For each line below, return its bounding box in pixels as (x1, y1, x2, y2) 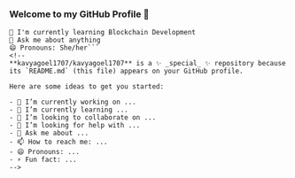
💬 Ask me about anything (9, 35, 101, 45)
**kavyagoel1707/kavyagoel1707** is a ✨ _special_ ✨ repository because (9, 59, 286, 68)
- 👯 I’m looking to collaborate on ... (9, 113, 157, 122)
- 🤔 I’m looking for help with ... (9, 121, 141, 130)
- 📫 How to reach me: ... (9, 137, 108, 147)
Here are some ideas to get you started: (9, 82, 165, 91)
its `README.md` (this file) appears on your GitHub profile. (9, 66, 244, 76)
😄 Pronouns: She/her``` (9, 43, 100, 52)
